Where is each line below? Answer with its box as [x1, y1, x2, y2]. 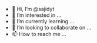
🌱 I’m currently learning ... [11, 18, 75, 24]
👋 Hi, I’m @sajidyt [11, 6, 55, 12]
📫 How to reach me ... [11, 31, 66, 37]
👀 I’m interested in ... [11, 12, 62, 19]
